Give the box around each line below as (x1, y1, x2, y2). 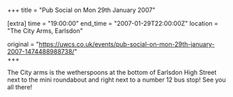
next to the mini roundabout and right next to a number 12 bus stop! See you (7, 76, 227, 84)
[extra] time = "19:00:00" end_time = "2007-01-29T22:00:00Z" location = (7, 19, 218, 27)
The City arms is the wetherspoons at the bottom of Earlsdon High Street (7, 69, 217, 76)
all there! (7, 83, 33, 91)
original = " (7, 40, 40, 48)
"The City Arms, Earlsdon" (7, 27, 84, 35)
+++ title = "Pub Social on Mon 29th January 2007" (7, 6, 156, 14)
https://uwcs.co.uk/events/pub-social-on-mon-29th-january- (38, 40, 215, 48)
